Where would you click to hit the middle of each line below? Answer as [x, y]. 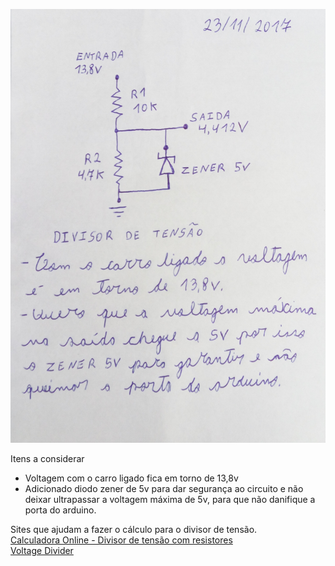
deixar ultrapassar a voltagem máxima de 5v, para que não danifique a [170, 499]
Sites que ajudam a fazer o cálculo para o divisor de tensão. [134, 529]
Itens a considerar [47, 458]
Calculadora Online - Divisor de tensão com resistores [121, 540]
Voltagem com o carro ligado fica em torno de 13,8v [131, 478]
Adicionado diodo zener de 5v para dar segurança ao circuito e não [164, 488]
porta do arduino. [60, 510]
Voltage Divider [42, 550]
